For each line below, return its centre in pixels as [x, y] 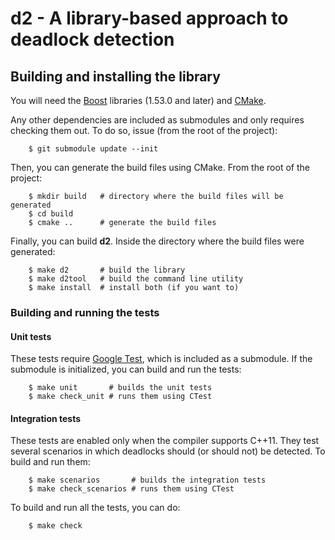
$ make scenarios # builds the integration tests [147, 480]
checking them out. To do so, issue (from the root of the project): [144, 130]
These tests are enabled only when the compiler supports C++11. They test [165, 441]
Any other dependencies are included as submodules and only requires [157, 120]
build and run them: [50, 462]
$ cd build [51, 214]
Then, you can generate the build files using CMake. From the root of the [160, 167]
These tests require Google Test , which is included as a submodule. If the [161, 359]
